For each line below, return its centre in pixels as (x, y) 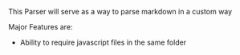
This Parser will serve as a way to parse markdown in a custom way (120, 12)
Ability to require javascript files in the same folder (103, 42)
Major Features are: (41, 27)
